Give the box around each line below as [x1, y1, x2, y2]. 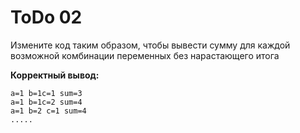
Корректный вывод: [10, 69, 100, 81]
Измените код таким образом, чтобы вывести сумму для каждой [10, 39, 291, 51]
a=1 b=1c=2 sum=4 [10, 97, 83, 107]
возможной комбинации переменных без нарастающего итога [10, 49, 280, 61]
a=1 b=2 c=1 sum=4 [10, 106, 87, 116]
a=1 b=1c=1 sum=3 [10, 88, 83, 98]
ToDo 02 [10, 6, 83, 29]
